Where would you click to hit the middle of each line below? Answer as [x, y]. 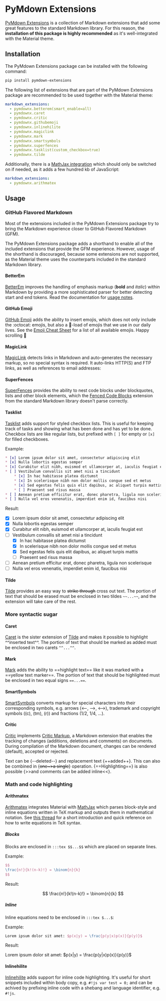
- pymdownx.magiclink [32, 132]
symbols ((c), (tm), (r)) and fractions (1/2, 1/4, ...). [55, 713]
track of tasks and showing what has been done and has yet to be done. [79, 428]
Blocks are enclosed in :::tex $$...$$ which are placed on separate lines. [81, 846]
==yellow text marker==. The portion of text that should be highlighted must [83, 675]
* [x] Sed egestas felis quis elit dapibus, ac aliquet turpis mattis [88, 485]
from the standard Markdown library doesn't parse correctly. [67, 401]
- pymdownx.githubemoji [34, 123]
